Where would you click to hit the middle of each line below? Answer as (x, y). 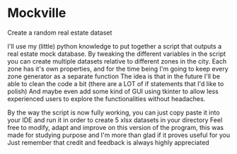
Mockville (37, 13)
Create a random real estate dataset (60, 32)
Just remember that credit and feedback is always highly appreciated (109, 142)
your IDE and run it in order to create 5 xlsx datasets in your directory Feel (115, 120)
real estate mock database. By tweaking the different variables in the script (117, 54)
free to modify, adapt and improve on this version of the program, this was (116, 127)
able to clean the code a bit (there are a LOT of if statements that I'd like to (116, 83)
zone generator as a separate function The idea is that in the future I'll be (114, 76)
